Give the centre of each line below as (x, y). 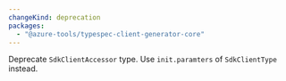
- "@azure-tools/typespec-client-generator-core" (110, 34)
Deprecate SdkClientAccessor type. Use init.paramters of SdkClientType (143, 60)
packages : (27, 26)
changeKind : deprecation (55, 17)
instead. (23, 69)
